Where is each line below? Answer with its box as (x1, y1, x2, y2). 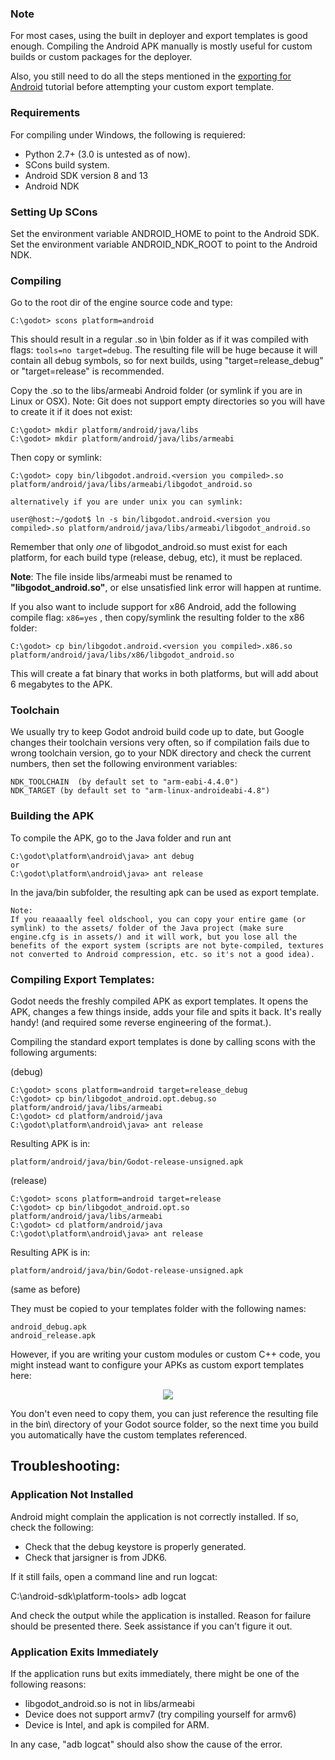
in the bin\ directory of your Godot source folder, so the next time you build (10, 1418, 319, 1431)
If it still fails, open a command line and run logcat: (10, 1570, 218, 1582)
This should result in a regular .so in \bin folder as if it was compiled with (10, 333, 309, 346)
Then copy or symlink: (10, 452, 103, 464)
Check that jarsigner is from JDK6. (24, 1551, 168, 1563)
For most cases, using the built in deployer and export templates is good (10, 30, 308, 42)
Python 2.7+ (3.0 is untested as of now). (24, 148, 191, 160)
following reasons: (10, 1678, 87, 1691)
